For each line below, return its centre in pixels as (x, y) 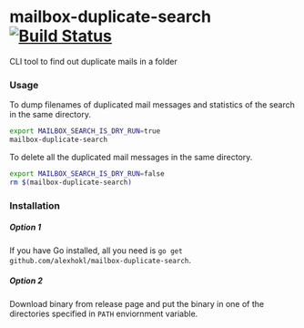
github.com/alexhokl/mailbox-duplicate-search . (101, 260)
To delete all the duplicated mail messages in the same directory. (131, 157)
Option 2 (26, 281)
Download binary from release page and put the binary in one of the (137, 303)
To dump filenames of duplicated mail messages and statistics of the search (152, 105)
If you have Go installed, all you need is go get (96, 250)
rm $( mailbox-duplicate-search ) (71, 182)
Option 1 (25, 227)
